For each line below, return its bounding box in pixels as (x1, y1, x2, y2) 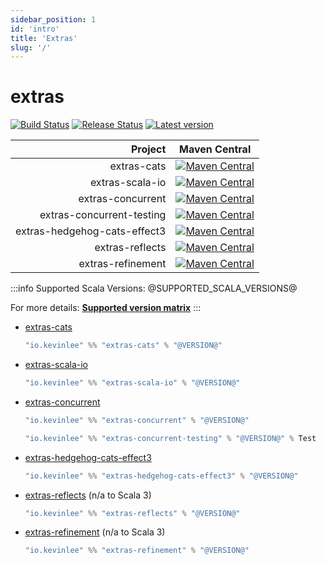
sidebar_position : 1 (10, 14, 97, 25)
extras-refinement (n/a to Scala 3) (24, 526, 166, 538)
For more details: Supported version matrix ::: (10, 302, 202, 314)
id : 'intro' (10, 24, 60, 34)
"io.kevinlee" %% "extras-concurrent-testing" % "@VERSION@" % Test (24, 433, 317, 443)
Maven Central (179, 142, 252, 156)
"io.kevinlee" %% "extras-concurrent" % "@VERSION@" (24, 415, 250, 425)
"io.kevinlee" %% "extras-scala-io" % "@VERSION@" (24, 378, 241, 388)
